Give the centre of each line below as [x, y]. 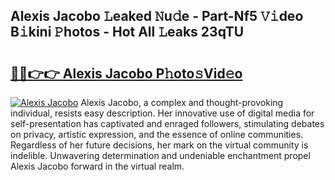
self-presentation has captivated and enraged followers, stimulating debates [167, 123]
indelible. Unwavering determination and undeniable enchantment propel [160, 155]
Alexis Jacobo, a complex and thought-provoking [182, 102]
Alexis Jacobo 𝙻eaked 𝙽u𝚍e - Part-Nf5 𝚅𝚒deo [157, 16]
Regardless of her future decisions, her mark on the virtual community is [159, 145]
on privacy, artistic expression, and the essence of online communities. [157, 134]
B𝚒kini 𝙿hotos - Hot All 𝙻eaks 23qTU [127, 32]
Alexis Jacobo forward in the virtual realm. [97, 166]
